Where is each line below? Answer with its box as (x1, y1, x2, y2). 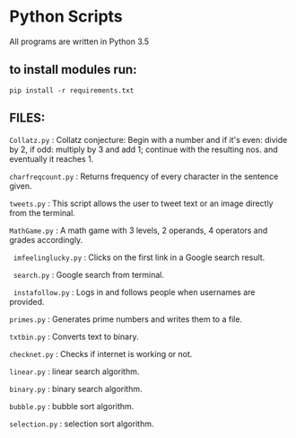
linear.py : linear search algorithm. (9, 366, 140, 377)
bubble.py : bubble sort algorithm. (9, 400, 135, 411)
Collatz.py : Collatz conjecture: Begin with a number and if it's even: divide (9, 134, 288, 145)
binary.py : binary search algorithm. (9, 383, 143, 394)
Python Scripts (9, 6, 123, 27)
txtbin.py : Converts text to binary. (9, 331, 139, 342)
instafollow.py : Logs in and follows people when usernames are (13, 286, 256, 298)
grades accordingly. (9, 234, 83, 245)
